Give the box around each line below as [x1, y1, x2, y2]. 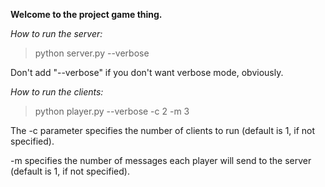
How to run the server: [10, 28, 103, 39]
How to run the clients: [10, 86, 104, 98]
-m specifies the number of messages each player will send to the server [10, 155, 312, 166]
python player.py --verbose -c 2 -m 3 [34, 105, 190, 117]
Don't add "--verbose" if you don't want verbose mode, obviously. [10, 67, 284, 78]
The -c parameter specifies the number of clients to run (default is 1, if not [10, 125, 316, 136]
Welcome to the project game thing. [10, 9, 163, 20]
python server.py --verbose [34, 47, 150, 59]
